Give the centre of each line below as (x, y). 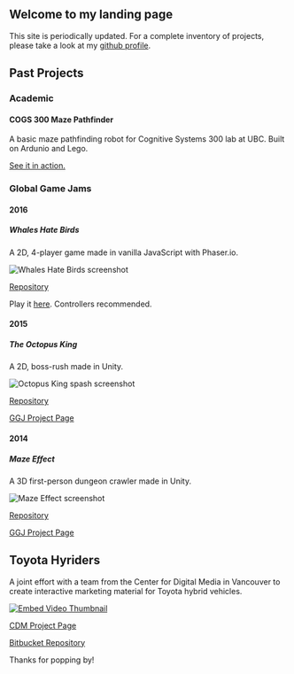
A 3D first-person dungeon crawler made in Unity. (101, 481)
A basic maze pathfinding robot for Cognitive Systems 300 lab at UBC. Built (147, 139)
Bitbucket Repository (47, 642)
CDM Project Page (43, 625)
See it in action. (38, 166)
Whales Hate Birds (44, 230)
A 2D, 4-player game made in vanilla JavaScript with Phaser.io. (124, 252)
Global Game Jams (50, 189)
